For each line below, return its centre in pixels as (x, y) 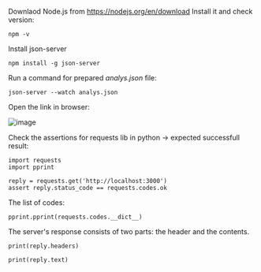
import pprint (32, 167)
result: (19, 146)
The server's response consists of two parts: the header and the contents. (129, 231)
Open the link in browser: (49, 107)
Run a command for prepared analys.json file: (83, 78)
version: (21, 20)
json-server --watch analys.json (63, 92)
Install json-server (37, 49)
